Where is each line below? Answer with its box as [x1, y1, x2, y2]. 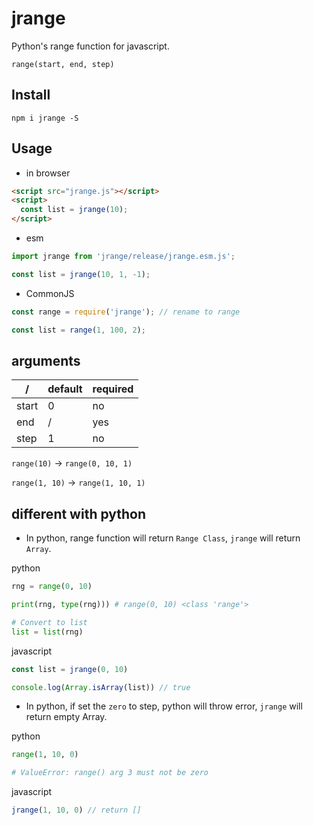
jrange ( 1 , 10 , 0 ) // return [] [11, 805, 142, 816]
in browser [25, 167, 71, 179]
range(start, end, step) [11, 59, 115, 69]
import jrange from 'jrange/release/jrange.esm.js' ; [11, 252, 236, 262]
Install [11, 87, 51, 104]
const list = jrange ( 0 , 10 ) [11, 664, 129, 674]
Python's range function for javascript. [11, 40, 170, 52]
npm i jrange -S [11, 113, 79, 123]
